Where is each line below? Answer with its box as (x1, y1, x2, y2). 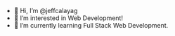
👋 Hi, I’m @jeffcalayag (13, 7, 78, 15)
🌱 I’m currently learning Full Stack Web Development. (13, 21, 169, 29)
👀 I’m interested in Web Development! (13, 14, 123, 22)
